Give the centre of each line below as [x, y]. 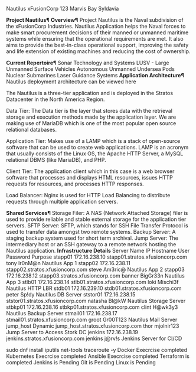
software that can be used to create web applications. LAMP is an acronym [97, 147]
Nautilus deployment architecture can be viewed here [71, 81]
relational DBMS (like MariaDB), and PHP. [56, 160]
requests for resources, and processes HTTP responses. [75, 184]
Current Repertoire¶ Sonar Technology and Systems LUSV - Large [88, 63]
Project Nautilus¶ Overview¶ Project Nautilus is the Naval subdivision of [95, 20]
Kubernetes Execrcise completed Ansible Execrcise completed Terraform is [98, 356]
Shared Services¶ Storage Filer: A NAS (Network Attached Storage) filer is [97, 213]
